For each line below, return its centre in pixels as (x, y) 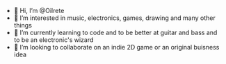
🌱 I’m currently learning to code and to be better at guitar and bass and (115, 32)
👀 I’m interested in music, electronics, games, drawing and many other (114, 18)
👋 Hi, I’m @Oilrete (39, 11)
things (23, 25)
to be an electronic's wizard (54, 40)
